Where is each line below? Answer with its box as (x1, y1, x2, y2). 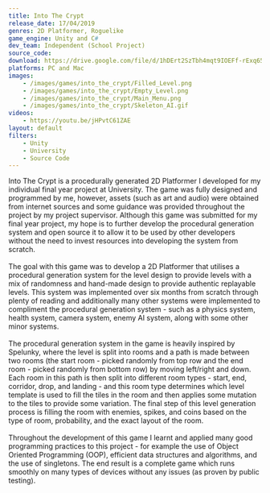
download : (8, 57, 42, 65)
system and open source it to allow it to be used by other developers (8, 227, 235, 238)
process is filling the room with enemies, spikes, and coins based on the (8, 408, 247, 417)
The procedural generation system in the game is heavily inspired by (8, 339, 235, 349)
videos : (8, 110, 35, 118)
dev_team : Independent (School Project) (8, 42, 146, 50)
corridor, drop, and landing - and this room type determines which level (8, 382, 245, 391)
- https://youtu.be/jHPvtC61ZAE (22, 117, 131, 125)
